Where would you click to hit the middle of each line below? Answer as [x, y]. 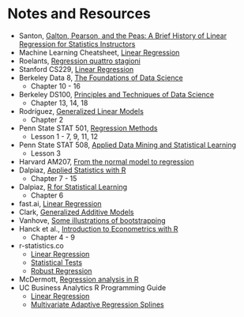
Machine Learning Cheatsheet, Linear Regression [99, 52]
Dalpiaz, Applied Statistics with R [72, 170]
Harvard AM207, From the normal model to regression [106, 161]
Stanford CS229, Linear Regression [76, 69]
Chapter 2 [47, 119]
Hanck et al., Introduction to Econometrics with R [98, 228]
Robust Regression [61, 270]
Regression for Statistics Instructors [77, 43]
